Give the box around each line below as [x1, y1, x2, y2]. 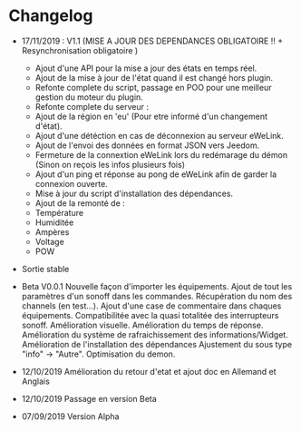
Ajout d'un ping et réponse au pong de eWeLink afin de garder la [34, 169, 277, 180]
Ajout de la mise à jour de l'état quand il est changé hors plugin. [34, 72, 274, 83]
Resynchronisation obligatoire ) [21, 44, 139, 55]
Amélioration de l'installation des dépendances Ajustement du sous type [21, 338, 292, 349]
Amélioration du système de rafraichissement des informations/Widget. [21, 328, 289, 340]
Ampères [34, 226, 70, 237]
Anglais [21, 376, 51, 387]
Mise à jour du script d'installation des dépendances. [34, 188, 233, 199]
